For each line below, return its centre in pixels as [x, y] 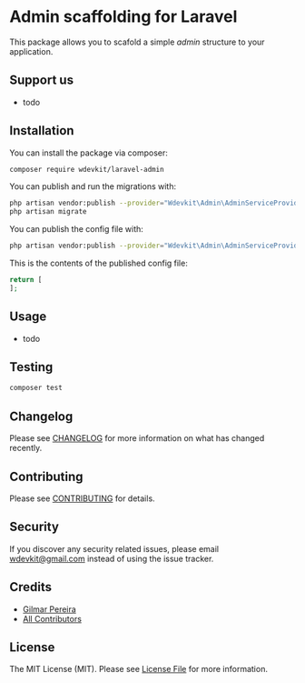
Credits [31, 587]
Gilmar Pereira [49, 609]
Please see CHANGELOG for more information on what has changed [137, 438]
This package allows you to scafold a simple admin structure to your [137, 42]
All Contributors [52, 618]
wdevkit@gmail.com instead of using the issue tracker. [112, 558]
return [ [26, 280]
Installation [42, 131]
